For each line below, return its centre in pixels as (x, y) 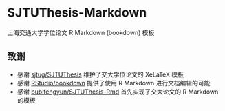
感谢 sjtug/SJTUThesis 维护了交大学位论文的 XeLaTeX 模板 (100, 74)
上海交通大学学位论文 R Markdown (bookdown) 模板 (81, 32)
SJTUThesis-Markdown (77, 13)
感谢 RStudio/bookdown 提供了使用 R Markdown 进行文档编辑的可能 (114, 83)
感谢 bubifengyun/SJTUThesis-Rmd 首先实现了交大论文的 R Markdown (118, 92)
